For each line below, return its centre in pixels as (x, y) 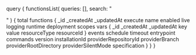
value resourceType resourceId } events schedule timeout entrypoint (91, 33)
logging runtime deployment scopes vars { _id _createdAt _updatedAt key (97, 27)
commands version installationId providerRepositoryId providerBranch (93, 39)
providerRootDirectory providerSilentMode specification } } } (81, 45)
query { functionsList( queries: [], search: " (59, 9)
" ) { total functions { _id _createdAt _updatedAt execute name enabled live (98, 20)
